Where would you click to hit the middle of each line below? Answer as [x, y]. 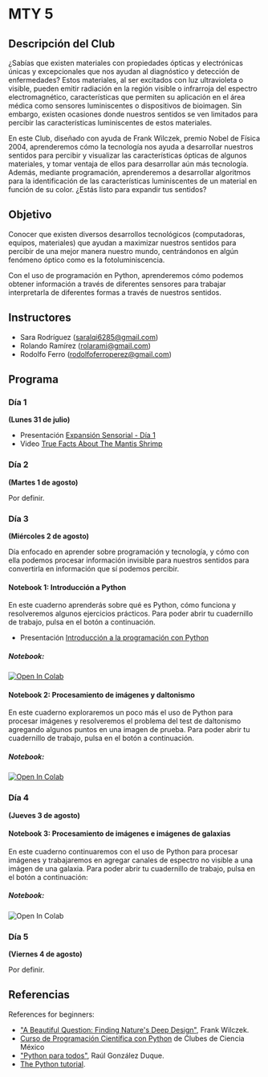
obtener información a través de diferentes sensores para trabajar [117, 284]
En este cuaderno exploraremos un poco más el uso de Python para [121, 713]
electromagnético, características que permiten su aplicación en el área [127, 97]
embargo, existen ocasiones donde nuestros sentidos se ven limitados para [133, 114]
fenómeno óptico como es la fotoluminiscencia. [87, 260]
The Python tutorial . [53, 1064]
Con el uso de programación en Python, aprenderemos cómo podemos [126, 275]
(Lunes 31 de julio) [39, 420]
